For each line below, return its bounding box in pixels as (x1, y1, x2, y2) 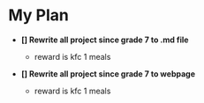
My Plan (8, 5, 70, 26)
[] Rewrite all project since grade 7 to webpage (20, 68, 196, 79)
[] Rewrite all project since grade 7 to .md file (20, 34, 189, 45)
